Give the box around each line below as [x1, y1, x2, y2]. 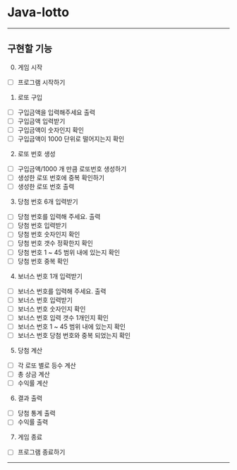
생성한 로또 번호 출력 [17, 182, 75, 191]
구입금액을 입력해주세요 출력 [17, 107, 96, 117]
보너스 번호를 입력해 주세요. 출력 [17, 287, 107, 295]
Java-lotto [7, 4, 69, 20]
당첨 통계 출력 [17, 409, 56, 418]
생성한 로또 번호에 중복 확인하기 [17, 174, 104, 182]
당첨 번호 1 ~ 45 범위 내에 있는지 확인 [17, 248, 121, 257]
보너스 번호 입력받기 [17, 295, 73, 304]
